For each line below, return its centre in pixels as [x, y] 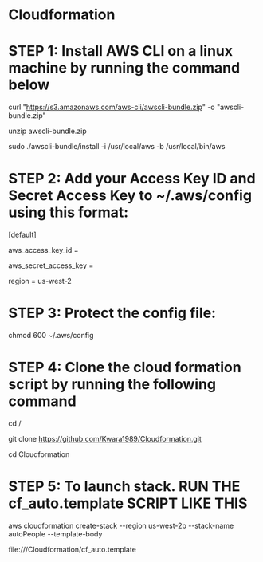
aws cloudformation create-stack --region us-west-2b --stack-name [121, 525]
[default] [23, 235]
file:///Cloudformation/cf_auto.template [73, 549]
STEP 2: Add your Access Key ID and [132, 179]
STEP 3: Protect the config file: [112, 313]
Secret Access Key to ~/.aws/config [130, 196]
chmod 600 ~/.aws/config [51, 335]
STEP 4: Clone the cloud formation [125, 367]
